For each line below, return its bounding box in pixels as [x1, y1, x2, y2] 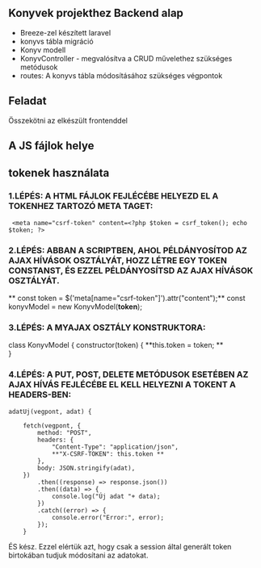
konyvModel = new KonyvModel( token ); [8, 302, 143, 311]
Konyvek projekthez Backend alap [8, 6, 184, 20]
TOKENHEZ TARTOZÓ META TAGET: [8, 201, 154, 212]
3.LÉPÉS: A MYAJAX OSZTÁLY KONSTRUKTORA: [8, 322, 206, 333]
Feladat [8, 94, 47, 108]
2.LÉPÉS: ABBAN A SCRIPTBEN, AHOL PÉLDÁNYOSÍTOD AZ [8, 244, 248, 256]
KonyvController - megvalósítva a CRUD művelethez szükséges [19, 53, 233, 63]
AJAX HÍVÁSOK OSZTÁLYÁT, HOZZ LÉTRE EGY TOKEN [8, 254, 228, 265]
